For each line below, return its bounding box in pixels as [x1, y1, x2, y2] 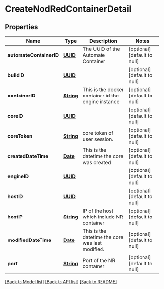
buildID [7, 72, 24, 79]
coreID [7, 113, 23, 119]
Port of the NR [82, 257, 116, 264]
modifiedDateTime [7, 237, 52, 243]
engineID [7, 173, 29, 180]
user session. [82, 136, 114, 143]
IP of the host [82, 207, 114, 214]
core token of [82, 130, 114, 136]
